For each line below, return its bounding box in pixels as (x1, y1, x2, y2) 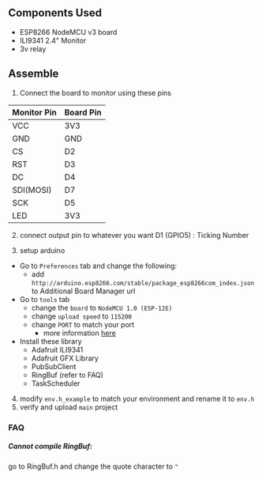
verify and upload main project (19, 402, 118, 412)
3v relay (19, 43, 47, 54)
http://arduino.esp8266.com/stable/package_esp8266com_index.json (31, 279, 255, 287)
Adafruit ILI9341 (31, 345, 84, 354)
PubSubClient (31, 361, 77, 371)
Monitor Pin (12, 107, 58, 118)
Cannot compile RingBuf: (8, 442, 93, 451)
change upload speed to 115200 (31, 311, 133, 321)
